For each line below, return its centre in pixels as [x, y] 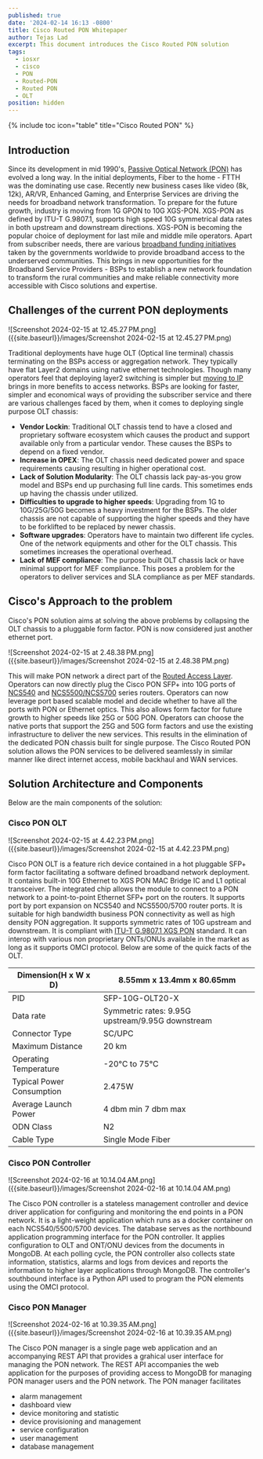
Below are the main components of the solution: [85, 803]
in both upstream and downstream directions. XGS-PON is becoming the [125, 227]
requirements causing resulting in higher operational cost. [112, 468]
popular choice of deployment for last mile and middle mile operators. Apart [130, 236]
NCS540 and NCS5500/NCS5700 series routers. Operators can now [118, 693]
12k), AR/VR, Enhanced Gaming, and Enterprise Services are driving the [124, 194]
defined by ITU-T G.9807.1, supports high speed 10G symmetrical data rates [130, 219]
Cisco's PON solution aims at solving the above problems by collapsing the [129, 620]
